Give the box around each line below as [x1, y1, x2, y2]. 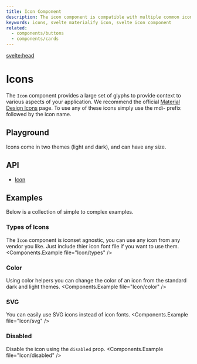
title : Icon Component [6, 8, 62, 15]
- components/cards [11, 36, 59, 42]
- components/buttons [11, 31, 64, 36]
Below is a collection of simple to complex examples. [6, 208, 134, 215]
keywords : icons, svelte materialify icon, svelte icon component [6, 19, 172, 25]
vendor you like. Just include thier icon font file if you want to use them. [6, 242, 179, 250]
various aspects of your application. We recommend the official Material [6, 98, 181, 105]
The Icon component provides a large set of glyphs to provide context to [6, 92, 182, 99]
